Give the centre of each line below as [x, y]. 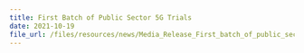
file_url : [28, 34]
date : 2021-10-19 [42, 26]
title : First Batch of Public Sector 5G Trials [101, 18]
